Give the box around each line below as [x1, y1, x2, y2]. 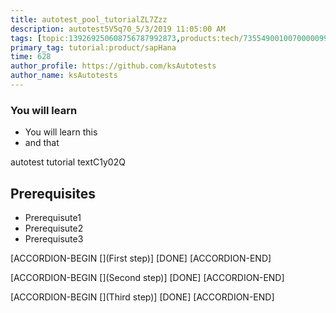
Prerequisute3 [24, 232, 84, 245]
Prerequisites [10, 185, 96, 202]
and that [24, 137, 60, 149]
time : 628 [10, 52, 52, 62]
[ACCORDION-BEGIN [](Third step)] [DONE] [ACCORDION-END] [10, 291, 275, 303]
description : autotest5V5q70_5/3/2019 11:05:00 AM [10, 24, 226, 34]
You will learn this [24, 126, 98, 138]
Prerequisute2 [24, 222, 84, 234]
